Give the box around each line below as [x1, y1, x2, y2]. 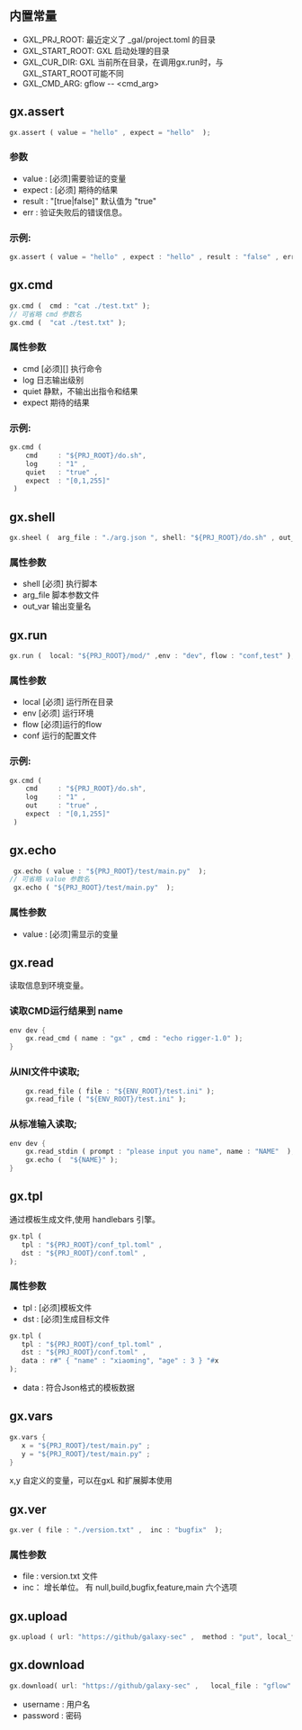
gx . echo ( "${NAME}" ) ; [25, 1156, 119, 1165]
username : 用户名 [22, 1698, 91, 1709]
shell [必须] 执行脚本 [22, 579, 98, 590]
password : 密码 [22, 1709, 83, 1721]
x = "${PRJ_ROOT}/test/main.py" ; [21, 1441, 151, 1450]
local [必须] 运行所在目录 [22, 697, 114, 707]
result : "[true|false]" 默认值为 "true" [22, 195, 157, 206]
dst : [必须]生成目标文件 [22, 1313, 111, 1324]
